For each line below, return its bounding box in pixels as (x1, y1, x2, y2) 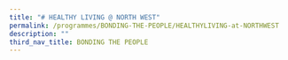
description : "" (9, 29, 69, 38)
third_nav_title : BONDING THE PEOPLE (9, 37, 149, 47)
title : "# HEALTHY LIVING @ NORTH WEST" (9, 12, 161, 22)
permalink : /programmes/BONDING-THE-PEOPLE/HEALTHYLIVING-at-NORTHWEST (9, 21, 279, 30)
